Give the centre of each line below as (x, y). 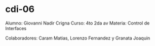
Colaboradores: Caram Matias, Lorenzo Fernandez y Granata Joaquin (78, 38)
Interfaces (16, 28)
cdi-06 (20, 9)
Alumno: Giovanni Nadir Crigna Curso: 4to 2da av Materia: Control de (77, 23)
